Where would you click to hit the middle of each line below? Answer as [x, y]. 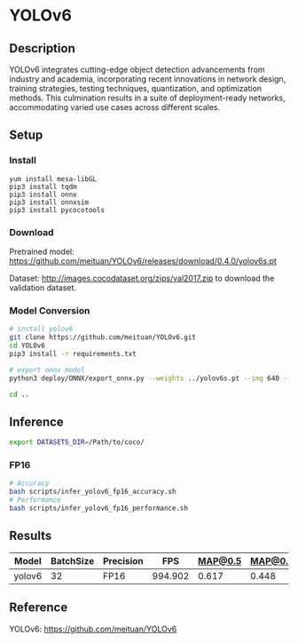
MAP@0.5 [220, 560]
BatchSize [72, 560]
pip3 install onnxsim [49, 202]
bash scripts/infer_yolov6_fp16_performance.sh [99, 508]
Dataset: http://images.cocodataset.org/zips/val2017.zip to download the [142, 278]
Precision [123, 560]
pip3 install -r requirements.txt [73, 353]
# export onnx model [47, 369]
